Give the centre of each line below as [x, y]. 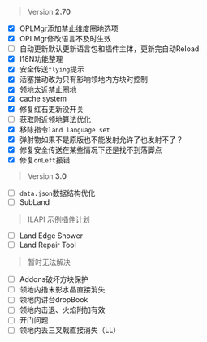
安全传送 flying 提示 [52, 69]
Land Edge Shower [51, 236]
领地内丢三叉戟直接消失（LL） [70, 330]
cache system [43, 99]
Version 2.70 [49, 12]
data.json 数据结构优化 [57, 193]
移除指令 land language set [65, 129]
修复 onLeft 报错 [45, 160]
